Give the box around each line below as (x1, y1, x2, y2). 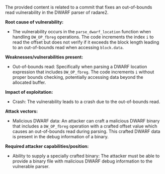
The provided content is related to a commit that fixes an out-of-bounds (5, 4, 153, 10)
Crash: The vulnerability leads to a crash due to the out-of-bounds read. (12, 99, 161, 105)
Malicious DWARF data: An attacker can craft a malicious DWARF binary (12, 118, 160, 123)
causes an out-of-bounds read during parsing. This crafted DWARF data (12, 128, 161, 134)
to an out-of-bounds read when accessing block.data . (12, 45, 124, 50)
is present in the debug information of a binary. (12, 134, 109, 139)
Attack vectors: (5, 109, 38, 114)
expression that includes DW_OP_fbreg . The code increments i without (12, 69, 155, 75)
